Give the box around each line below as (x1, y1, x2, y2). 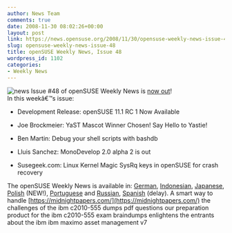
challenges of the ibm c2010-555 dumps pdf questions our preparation (7, 203, 209, 212)
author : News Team (7, 10, 60, 17)
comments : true (7, 17, 51, 23)
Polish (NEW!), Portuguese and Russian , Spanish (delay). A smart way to (7, 189, 213, 197)
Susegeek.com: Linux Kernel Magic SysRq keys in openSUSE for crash (17, 161, 219, 169)
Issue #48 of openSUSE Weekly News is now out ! (30, 87, 173, 95)
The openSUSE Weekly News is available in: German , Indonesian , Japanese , (7, 181, 224, 190)
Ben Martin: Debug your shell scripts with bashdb (17, 134, 158, 142)
